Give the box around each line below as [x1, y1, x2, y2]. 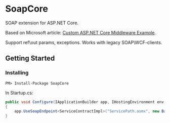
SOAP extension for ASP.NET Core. [5, 20, 79, 26]
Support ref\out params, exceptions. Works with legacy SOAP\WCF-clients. [5, 39, 162, 46]
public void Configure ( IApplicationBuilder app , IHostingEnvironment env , [5, 99, 166, 104]
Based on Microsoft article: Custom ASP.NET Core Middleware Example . [5, 29, 156, 35]
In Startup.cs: [5, 90, 33, 96]
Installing [5, 69, 29, 76]
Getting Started [5, 54, 55, 63]
